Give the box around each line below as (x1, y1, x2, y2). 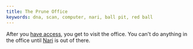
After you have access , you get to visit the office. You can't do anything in (6, 30, 188, 37)
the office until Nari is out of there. (6, 37, 91, 44)
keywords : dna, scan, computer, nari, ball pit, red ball (6, 14, 153, 20)
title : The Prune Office (6, 8, 68, 15)
